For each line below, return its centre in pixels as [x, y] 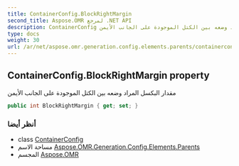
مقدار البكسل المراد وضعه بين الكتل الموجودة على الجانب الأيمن [92, 92]
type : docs [23, 34]
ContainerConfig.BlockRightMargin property [108, 76]
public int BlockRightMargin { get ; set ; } [73, 106]
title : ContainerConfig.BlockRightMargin [70, 14]
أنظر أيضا [22, 123]
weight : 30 [23, 40]
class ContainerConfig [51, 139]
